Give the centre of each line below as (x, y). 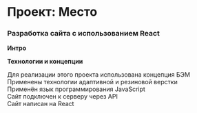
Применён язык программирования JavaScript (76, 89)
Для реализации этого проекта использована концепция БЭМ (99, 75)
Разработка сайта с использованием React (83, 34)
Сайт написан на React (41, 104)
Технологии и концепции (45, 62)
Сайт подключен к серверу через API (63, 97)
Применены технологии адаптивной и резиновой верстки (92, 82)
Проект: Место (52, 12)
